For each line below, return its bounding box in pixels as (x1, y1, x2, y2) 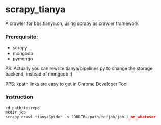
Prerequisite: (5, 33, 38, 40)
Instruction (5, 93, 34, 101)
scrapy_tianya (5, 4, 66, 15)
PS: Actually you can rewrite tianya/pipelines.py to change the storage (5, 65, 153, 72)
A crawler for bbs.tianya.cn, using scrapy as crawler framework (5, 20, 139, 27)
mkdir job (5, 110, 26, 115)
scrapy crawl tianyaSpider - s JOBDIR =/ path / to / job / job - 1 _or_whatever (5, 115, 156, 120)
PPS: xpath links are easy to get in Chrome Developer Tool (5, 81, 128, 87)
